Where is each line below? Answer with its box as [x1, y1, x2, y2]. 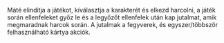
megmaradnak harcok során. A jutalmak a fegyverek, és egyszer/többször [7, 21, 218, 28]
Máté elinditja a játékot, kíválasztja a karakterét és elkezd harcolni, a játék [7, 6, 216, 14]
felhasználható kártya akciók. [7, 28, 91, 36]
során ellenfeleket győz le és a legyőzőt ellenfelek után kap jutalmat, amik [7, 13, 217, 21]
